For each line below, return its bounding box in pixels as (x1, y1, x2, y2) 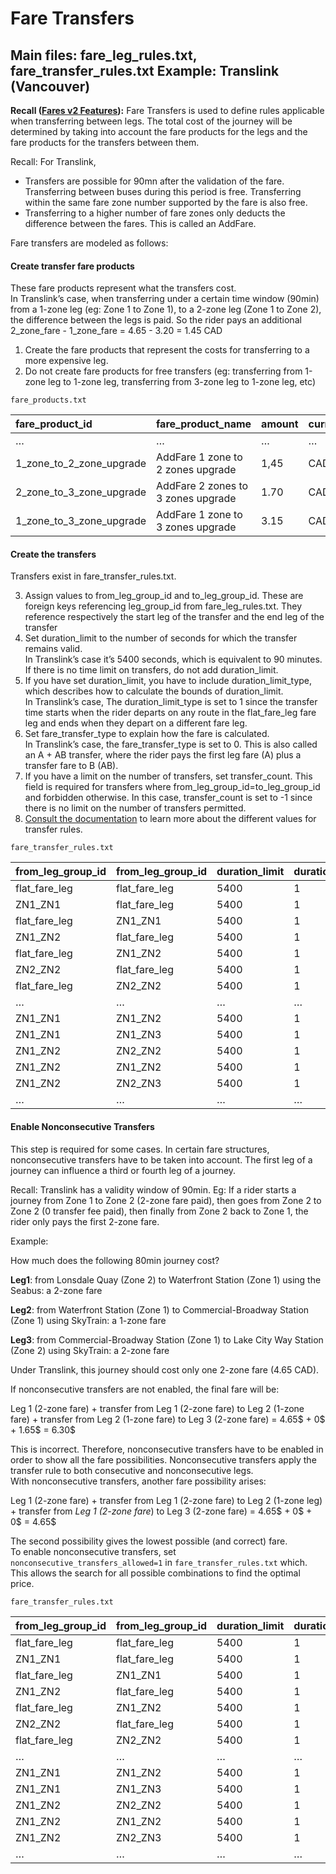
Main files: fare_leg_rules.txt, (10, 47, 198, 64)
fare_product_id (15, 417, 93, 431)
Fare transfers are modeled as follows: (10, 237, 169, 249)
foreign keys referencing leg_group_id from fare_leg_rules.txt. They (24, 600, 303, 612)
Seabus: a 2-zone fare (10, 1284, 103, 1296)
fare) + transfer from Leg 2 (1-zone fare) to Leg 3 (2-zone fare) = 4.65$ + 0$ (10, 1413, 326, 1425)
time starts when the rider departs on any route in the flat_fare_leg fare (24, 707, 317, 719)
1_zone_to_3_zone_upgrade (15, 514, 147, 528)
